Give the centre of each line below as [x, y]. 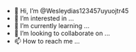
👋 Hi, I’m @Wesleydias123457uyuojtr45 [71, 11]
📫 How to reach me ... [47, 41]
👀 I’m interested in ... [44, 18]
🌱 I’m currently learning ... [52, 26]
